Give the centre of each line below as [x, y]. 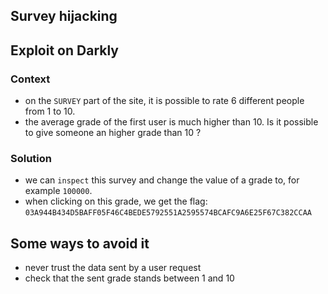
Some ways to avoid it [80, 243]
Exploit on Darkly [64, 50]
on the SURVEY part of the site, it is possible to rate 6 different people [164, 101]
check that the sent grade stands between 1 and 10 [129, 278]
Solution [31, 158]
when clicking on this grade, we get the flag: [116, 201]
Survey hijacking [64, 16]
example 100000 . [58, 191]
